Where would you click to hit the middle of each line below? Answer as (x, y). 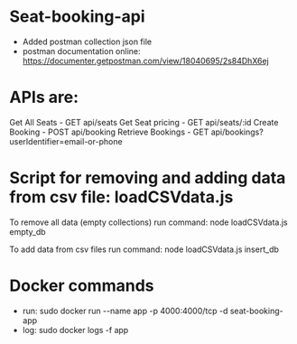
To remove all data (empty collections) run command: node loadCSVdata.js (148, 222)
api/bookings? (237, 132)
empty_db (28, 231)
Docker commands (82, 285)
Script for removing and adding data (148, 178)
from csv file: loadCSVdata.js (121, 197)
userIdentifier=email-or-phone (66, 141)
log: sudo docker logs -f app (75, 330)
